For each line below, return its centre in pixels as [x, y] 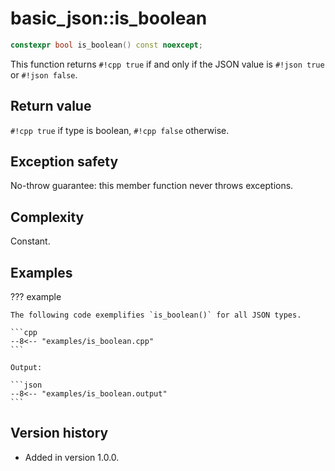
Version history [59, 433]
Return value [51, 106]
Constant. [30, 241]
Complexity [47, 217]
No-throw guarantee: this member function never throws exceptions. [152, 186]
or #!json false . [44, 74]
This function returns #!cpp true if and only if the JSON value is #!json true [167, 64]
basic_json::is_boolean [109, 18]
